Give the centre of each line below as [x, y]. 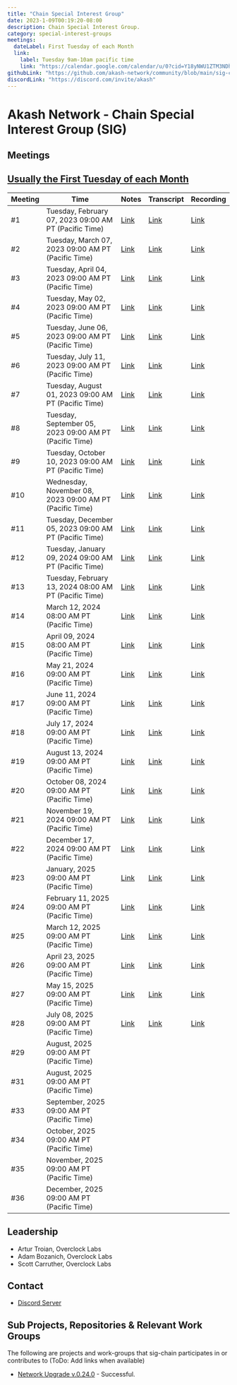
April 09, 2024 [71, 636]
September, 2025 [76, 1101]
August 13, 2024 [75, 752]
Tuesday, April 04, [77, 269]
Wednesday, [67, 482]
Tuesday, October [76, 452]
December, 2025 [75, 1189]
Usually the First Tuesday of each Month [98, 180]
